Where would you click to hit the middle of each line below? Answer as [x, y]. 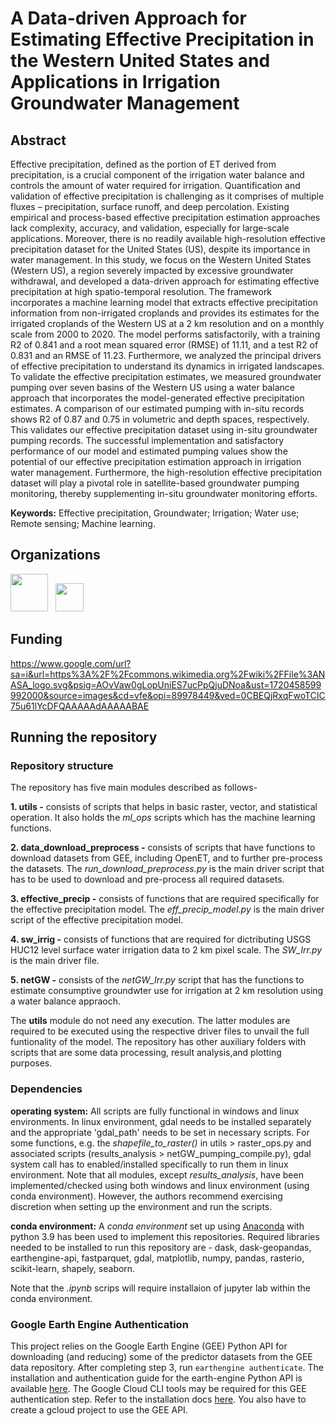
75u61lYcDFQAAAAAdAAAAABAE [80, 706]
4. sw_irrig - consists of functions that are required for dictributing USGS [161, 939]
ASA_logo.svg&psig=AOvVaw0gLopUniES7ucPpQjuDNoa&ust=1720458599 [166, 684]
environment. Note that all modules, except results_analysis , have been [157, 1174]
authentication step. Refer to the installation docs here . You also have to [158, 1399]
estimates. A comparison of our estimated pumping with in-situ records [157, 408]
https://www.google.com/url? [71, 663]
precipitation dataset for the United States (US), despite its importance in [160, 249]
